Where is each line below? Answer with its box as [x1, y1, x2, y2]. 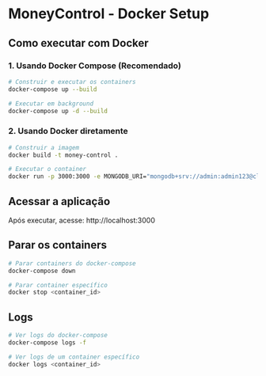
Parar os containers [8, 238, 108, 252]
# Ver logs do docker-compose [8, 332, 108, 340]
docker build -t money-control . [8, 151, 119, 159]
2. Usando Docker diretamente [8, 126, 128, 137]
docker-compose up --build [8, 85, 97, 93]
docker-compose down [8, 267, 77, 275]
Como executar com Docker [8, 36, 149, 50]
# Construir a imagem [8, 143, 80, 151]
